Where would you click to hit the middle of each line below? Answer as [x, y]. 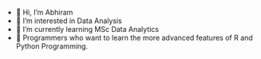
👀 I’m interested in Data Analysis [69, 21]
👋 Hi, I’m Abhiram [44, 12]
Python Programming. [52, 46]
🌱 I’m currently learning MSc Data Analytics [87, 29]
